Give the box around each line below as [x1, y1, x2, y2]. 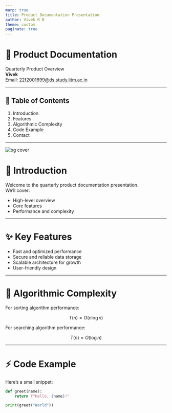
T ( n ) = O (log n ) [70, 334, 102, 340]
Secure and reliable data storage [12, 254, 82, 260]
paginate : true [5, 27, 38, 32]
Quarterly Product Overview [5, 66, 65, 72]
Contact [12, 132, 30, 138]
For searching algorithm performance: [5, 325, 85, 331]
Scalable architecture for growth [12, 259, 81, 265]
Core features [12, 203, 42, 209]
